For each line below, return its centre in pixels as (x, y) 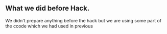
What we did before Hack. (47, 8)
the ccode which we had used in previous (49, 26)
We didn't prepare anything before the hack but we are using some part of (83, 20)
